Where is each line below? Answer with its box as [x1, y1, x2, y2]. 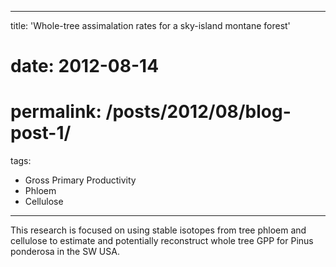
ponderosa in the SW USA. [10, 246, 120, 258]
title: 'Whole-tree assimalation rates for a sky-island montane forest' [10, 20, 291, 31]
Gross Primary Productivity [24, 174, 137, 186]
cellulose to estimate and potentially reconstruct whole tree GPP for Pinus [10, 235, 314, 247]
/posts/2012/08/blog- [105, 101, 292, 123]
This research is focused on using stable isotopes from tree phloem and [10, 224, 307, 236]
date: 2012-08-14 [10, 55, 160, 78]
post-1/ [10, 122, 72, 145]
